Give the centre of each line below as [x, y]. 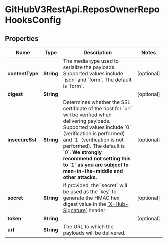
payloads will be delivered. [94, 233]
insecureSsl [22, 140]
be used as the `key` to [90, 192]
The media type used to [91, 61]
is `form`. [74, 86]
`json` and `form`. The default [97, 80]
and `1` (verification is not [93, 140]
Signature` [75, 210]
